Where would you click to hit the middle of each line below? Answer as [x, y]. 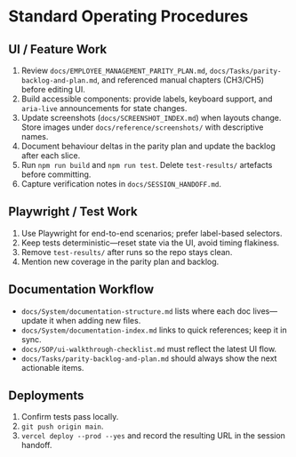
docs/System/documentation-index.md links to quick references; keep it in [154, 330]
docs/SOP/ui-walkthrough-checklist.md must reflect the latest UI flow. [149, 349]
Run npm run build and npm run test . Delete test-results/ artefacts [147, 165]
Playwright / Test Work [73, 212]
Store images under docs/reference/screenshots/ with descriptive [142, 127]
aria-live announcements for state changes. [104, 108]
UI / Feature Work [58, 49]
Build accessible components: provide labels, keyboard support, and [147, 99]
